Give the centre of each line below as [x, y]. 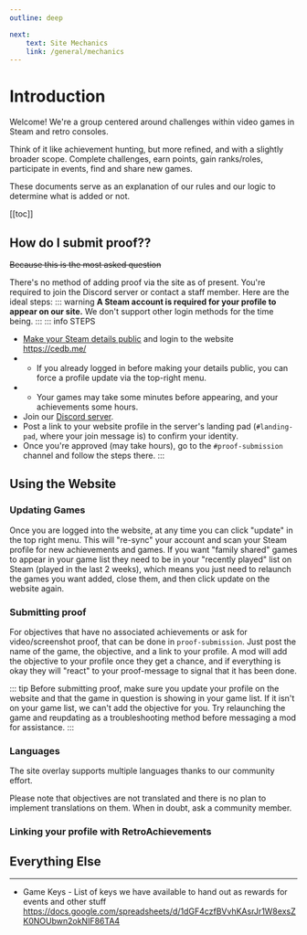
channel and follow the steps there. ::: [94, 455]
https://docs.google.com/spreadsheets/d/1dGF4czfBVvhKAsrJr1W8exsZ [159, 911]
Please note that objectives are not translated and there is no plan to [138, 798]
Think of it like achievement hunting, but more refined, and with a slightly [147, 149]
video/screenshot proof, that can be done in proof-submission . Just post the [153, 642]
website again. [37, 588]
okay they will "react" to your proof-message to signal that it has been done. [153, 670]
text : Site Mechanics [67, 43]
